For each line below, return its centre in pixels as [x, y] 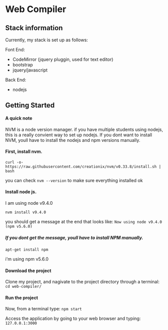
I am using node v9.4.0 [29, 203]
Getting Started [30, 105]
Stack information [34, 28]
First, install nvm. [24, 151]
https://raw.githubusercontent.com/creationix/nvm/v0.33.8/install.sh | [83, 167]
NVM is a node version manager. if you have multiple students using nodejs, [84, 129]
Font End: [15, 50]
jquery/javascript [30, 70]
